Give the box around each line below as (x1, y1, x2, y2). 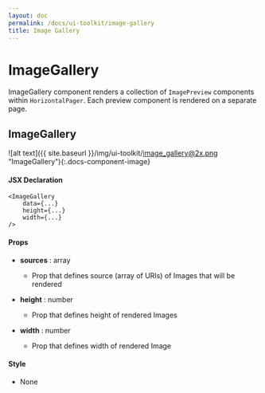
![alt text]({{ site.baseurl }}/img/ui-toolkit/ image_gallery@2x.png (8, 148, 218, 158)
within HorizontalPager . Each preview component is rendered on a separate (8, 96, 257, 105)
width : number (19, 325, 72, 335)
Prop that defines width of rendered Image (31, 340, 172, 351)
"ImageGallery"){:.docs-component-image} (8, 157, 151, 167)
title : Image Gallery (8, 26, 80, 34)
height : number (19, 294, 74, 304)
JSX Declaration (8, 175, 64, 184)
